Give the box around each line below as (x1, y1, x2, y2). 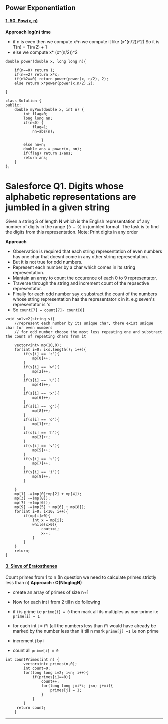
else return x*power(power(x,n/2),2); (14, 81, 95, 86)
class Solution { (5, 98, 42, 103)
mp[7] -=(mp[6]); (14, 500, 51, 505)
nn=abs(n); (32, 129, 55, 134)
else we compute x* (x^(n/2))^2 (12, 49, 78, 55)
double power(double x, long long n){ (5, 59, 86, 64)
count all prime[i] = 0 (12, 647, 59, 653)
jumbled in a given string (5, 202, 110, 213)
